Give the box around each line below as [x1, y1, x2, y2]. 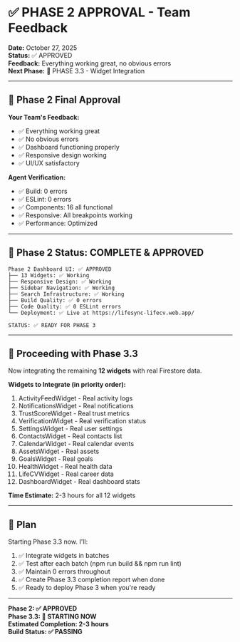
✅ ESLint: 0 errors [18, 195, 72, 203]
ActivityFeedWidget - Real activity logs [18, 394, 133, 403]
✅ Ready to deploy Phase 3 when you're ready [18, 584, 156, 592]
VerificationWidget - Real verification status [18, 417, 147, 425]
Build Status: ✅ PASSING [8, 628, 83, 636]
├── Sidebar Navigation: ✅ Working [8, 284, 115, 291]
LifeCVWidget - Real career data [18, 470, 115, 478]
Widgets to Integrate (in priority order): [8, 380, 127, 389]
